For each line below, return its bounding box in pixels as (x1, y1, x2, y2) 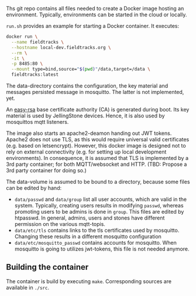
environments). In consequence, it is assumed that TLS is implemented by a (6, 155, 189, 161)
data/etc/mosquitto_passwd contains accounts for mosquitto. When (14, 239, 177, 246)
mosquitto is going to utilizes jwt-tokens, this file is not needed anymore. (14, 245, 190, 252)
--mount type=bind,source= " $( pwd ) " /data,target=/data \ (11, 67, 150, 72)
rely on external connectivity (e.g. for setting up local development (6, 148, 167, 155)
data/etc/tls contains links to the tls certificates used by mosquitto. (14, 227, 180, 234)
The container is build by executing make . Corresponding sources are (6, 277, 171, 285)
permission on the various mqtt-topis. (14, 221, 105, 227)
